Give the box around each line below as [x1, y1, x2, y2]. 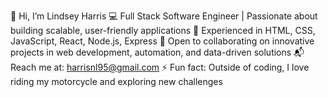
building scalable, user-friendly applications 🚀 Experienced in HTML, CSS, [10, 25, 316, 36]
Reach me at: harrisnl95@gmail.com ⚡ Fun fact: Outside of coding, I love [10, 61, 310, 73]
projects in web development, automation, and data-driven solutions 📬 [10, 46, 305, 58]
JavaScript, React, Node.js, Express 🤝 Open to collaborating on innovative [10, 35, 315, 47]
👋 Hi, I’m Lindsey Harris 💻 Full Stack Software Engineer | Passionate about [10, 10, 318, 22]
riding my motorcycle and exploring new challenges [10, 76, 223, 87]
